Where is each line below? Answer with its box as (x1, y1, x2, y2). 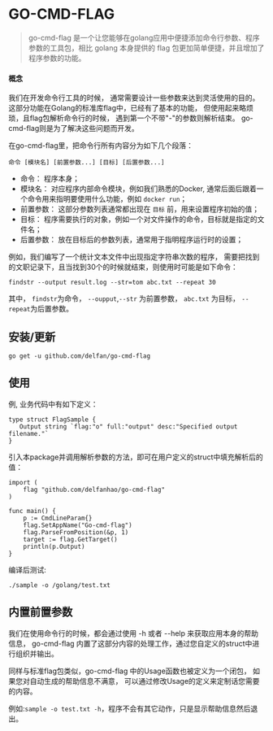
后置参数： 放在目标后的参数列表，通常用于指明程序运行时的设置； (19, 235, 244, 245)
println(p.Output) (23, 542, 85, 550)
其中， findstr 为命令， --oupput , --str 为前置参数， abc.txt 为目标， (8, 294, 240, 303)
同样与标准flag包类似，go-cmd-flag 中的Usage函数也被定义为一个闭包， (8, 666, 252, 676)
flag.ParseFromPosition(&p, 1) (23, 528, 129, 537)
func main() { (8, 507, 57, 515)
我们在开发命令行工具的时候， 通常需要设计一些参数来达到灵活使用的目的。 (8, 93, 260, 102)
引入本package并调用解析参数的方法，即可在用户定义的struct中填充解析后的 (8, 452, 263, 462)
